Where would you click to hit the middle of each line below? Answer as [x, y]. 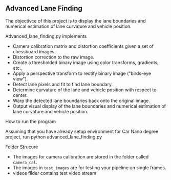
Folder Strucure [22, 147]
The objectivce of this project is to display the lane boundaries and [76, 21]
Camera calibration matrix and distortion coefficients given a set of [83, 46]
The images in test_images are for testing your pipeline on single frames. [89, 167]
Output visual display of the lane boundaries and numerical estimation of [89, 106]
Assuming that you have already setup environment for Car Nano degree [82, 131]
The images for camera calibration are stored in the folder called [81, 156]
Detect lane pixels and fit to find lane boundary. [63, 84]
